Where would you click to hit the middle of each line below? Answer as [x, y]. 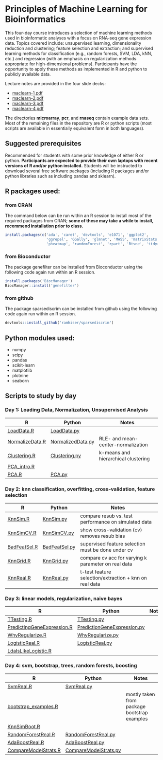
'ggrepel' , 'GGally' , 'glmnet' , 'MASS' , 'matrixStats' [103, 239]
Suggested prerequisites [43, 144]
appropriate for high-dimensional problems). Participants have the [71, 64]
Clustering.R [21, 455]
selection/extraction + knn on [113, 578]
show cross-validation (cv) [111, 530]
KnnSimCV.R [22, 533]
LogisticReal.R [24, 643]
